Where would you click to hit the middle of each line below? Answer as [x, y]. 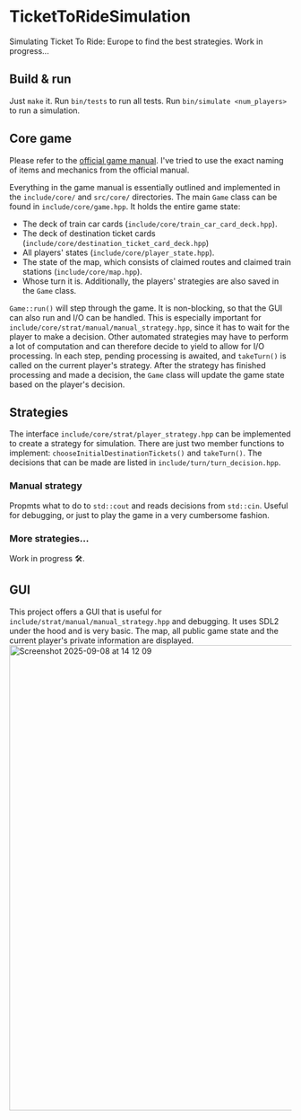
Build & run [40, 79]
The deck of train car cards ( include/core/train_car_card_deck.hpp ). [150, 224]
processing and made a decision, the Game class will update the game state [147, 375]
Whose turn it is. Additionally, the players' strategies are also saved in [150, 281]
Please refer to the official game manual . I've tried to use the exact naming [146, 160]
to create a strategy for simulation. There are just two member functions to [147, 444]
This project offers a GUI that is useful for [86, 612]
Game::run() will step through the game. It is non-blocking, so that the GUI [146, 308]
